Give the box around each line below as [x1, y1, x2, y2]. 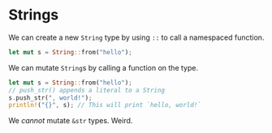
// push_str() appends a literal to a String [8, 86, 165, 94]
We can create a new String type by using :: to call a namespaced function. [8, 32, 265, 42]
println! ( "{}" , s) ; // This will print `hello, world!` [8, 101, 201, 109]
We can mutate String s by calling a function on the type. [8, 62, 199, 72]
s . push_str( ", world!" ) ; [8, 93, 93, 102]
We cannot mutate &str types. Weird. [8, 116, 133, 126]
